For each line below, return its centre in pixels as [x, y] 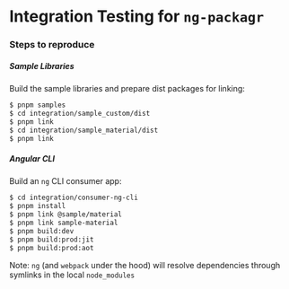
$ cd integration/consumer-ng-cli [74, 198]
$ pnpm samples [38, 105]
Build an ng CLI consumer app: [66, 181]
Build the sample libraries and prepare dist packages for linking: [127, 89]
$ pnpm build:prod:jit [52, 240]
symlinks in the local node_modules [72, 275]
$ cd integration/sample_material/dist [84, 130]
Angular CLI [32, 159]
